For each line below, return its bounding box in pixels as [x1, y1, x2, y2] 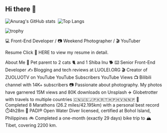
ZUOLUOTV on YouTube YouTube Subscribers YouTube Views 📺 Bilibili [5, 74, 152, 80]
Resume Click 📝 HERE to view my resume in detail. [5, 49, 109, 55]
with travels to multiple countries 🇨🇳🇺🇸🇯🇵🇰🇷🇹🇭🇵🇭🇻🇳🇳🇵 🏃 [5, 96, 140, 102]
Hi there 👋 [5, 5, 36, 13]
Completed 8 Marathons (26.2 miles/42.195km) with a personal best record [5, 102, 160, 108]
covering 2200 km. [18, 122, 57, 128]
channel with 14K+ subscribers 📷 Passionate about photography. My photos [5, 82, 162, 88]
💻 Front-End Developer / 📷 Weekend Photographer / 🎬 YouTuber [5, 38, 141, 44]
